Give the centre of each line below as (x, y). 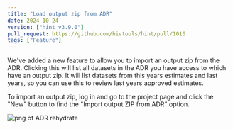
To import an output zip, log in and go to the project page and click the (110, 97)
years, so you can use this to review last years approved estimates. (105, 83)
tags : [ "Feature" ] (34, 40)
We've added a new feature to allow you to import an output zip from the (114, 60)
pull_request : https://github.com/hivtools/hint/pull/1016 (97, 34)
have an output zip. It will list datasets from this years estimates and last (113, 76)
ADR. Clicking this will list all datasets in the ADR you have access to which (117, 68)
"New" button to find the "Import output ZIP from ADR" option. (98, 104)
